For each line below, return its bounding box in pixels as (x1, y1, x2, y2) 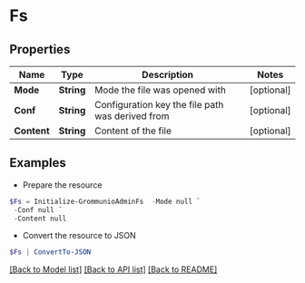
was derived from (94, 110, 170, 122)
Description (142, 69, 193, 81)
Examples (9, 155, 66, 171)
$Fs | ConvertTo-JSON (9, 248, 92, 257)
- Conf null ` (13, 205, 64, 214)
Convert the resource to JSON (22, 230, 136, 241)
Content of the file (94, 124, 172, 137)
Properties (9, 42, 71, 57)
